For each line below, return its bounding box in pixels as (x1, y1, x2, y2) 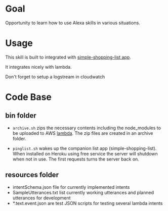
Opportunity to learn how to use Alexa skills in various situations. (5, 20, 140, 26)
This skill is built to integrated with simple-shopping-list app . (5, 54, 132, 60)
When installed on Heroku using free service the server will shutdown (12, 150, 158, 156)
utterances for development (12, 195, 71, 201)
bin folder (5, 112, 36, 120)
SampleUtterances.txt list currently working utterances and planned (12, 189, 154, 195)
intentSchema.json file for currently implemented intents (12, 184, 130, 190)
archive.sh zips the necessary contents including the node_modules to (12, 125, 161, 131)
